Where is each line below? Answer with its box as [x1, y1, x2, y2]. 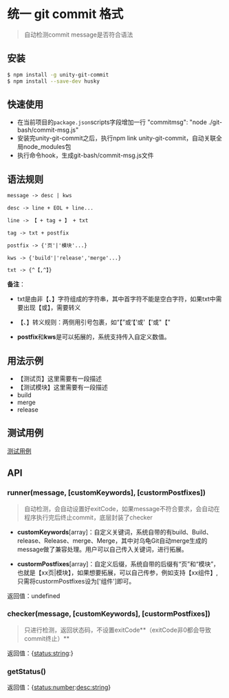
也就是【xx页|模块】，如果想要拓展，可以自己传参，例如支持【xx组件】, [17, 568, 219, 577]
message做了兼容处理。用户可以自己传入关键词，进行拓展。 [17, 545, 188, 553]
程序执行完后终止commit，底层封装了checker [23, 513, 153, 521]
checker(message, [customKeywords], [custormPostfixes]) [7, 609, 211, 619]
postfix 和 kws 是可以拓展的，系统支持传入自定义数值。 [17, 332, 171, 341]
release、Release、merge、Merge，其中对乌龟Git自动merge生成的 [17, 536, 208, 545]
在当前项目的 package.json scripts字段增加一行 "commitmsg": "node [17, 118, 208, 126]
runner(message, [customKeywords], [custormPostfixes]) [7, 488, 206, 497]
